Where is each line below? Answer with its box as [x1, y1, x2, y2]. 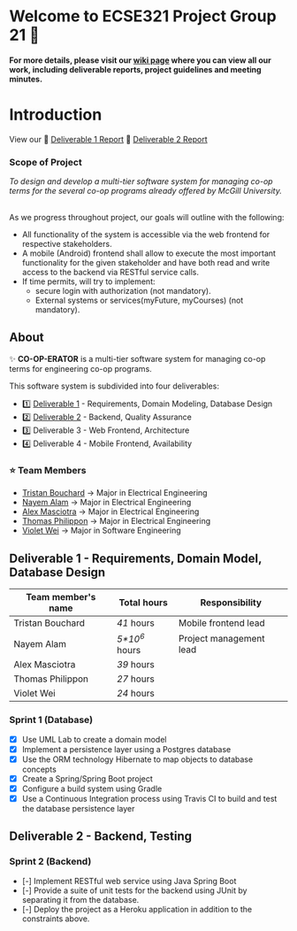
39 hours [116, 658, 155, 671]
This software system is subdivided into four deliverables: [9, 381, 219, 391]
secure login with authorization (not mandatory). [34, 286, 211, 296]
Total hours [118, 596, 168, 608]
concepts [21, 764, 57, 774]
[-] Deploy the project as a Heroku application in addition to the [21, 904, 253, 914]
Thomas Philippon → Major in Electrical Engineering [21, 516, 211, 527]
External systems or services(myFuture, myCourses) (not [34, 295, 244, 306]
